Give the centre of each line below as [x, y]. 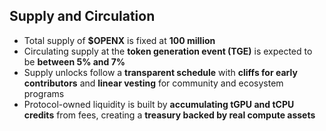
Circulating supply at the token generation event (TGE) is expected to [168, 51]
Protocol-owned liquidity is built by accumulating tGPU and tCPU [159, 104]
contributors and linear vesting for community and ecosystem [153, 83]
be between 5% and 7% [74, 61]
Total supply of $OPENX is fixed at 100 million [119, 40]
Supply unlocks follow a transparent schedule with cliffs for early [160, 72]
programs [44, 93]
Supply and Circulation [82, 16]
